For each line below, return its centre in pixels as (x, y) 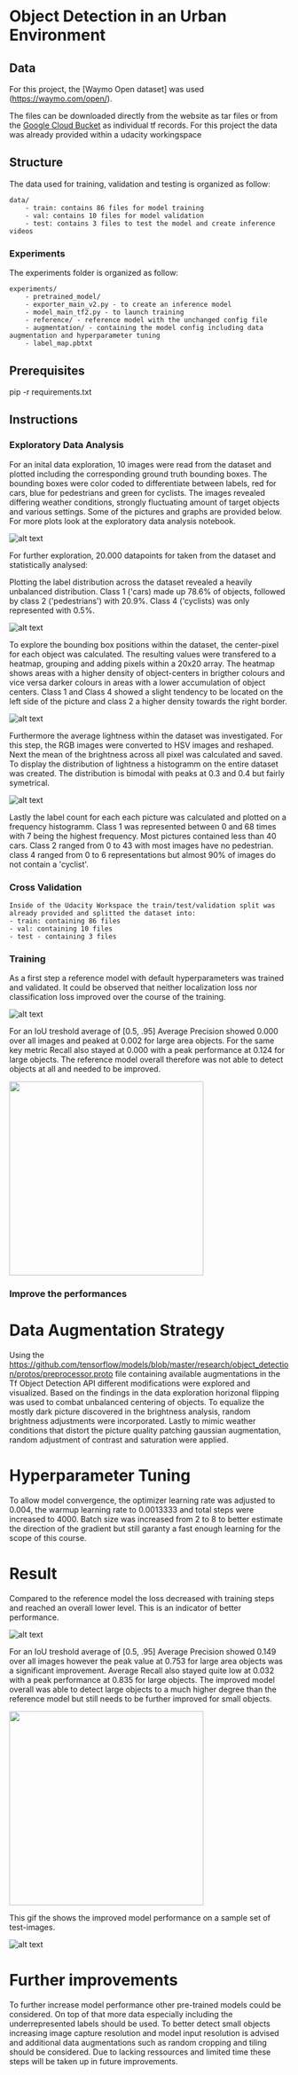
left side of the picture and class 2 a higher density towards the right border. (149, 701)
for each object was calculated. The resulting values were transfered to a (143, 654)
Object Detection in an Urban (118, 16)
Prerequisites (47, 370)
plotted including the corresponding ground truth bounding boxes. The (138, 474)
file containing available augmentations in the (198, 1374)
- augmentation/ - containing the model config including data (145, 328)
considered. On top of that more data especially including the (121, 2014)
